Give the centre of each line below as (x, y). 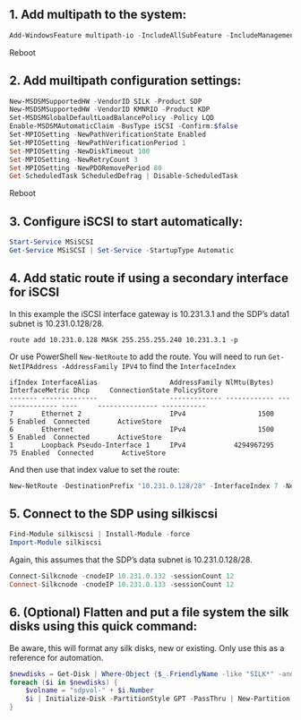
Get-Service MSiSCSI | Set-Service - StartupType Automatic (122, 250)
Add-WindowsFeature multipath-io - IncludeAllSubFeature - (120, 35)
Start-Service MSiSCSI (52, 242)
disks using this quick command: (103, 626)
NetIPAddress (34, 366)
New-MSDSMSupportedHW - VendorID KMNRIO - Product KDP (110, 110)
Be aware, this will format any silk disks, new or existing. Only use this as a (147, 647)
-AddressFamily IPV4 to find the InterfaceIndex (149, 365)
